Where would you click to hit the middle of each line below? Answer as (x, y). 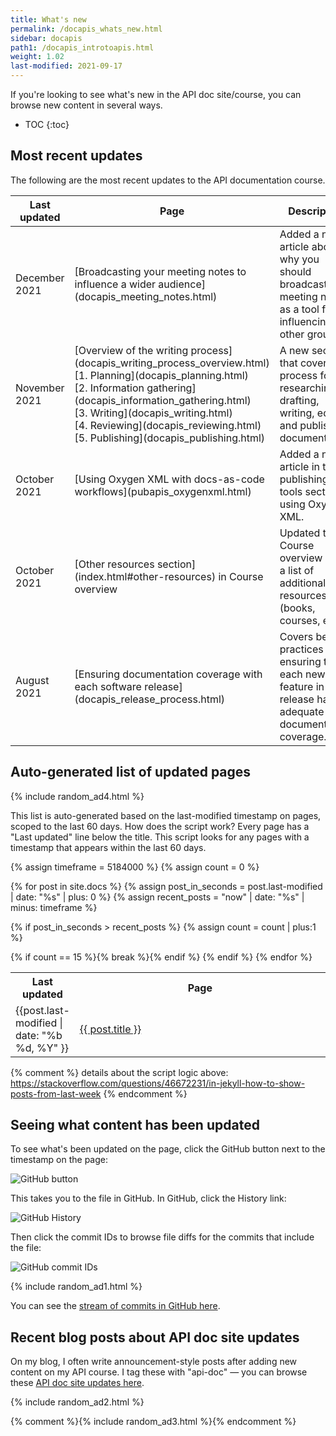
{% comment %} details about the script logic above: (119, 1072)
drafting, (299, 400)
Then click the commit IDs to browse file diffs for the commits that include (162, 1237)
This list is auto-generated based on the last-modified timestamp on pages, (166, 815)
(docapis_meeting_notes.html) (146, 296)
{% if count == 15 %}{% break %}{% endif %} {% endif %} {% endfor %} (161, 957)
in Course (241, 576)
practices (301, 649)
